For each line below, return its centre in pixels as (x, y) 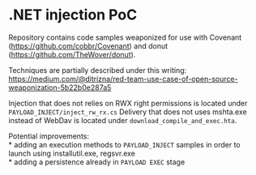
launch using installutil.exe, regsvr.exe (72, 153)
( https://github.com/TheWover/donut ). (72, 54)
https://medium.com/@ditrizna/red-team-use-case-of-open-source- (123, 79)
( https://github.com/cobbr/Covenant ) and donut (88, 45)
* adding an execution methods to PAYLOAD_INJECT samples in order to (124, 144)
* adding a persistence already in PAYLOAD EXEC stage (97, 162)
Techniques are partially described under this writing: (98, 70)
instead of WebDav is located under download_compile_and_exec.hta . (123, 120)
